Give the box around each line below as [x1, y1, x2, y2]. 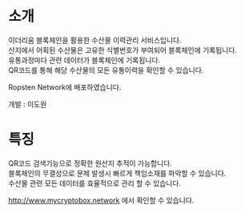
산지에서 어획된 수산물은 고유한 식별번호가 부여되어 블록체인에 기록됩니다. [8, 45, 238, 54]
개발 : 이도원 [8, 99, 47, 109]
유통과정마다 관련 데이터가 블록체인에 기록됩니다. [8, 55, 161, 65]
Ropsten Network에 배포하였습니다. [8, 82, 122, 92]
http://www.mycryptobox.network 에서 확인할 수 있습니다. [8, 195, 195, 205]
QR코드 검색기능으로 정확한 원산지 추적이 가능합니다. [8, 158, 172, 168]
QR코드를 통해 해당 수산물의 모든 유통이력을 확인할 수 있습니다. [8, 65, 204, 74]
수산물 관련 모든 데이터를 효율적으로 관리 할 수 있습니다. [8, 178, 182, 188]
